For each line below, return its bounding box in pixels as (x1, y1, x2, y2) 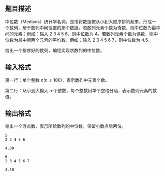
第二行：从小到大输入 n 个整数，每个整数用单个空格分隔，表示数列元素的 (5, 87, 153, 93)
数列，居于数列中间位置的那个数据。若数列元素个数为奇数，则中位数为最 (9, 25, 156, 30)
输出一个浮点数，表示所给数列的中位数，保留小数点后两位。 (5, 123, 126, 129)
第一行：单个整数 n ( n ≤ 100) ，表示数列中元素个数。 (5, 77, 110, 83)
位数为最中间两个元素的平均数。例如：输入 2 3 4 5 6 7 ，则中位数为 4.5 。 (5, 37, 153, 43)
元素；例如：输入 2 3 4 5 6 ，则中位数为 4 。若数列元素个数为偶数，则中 (13, 31, 158, 37)
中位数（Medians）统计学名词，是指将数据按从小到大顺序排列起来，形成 (5, 19, 152, 25)
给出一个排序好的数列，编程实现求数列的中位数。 (5, 47, 104, 53)
